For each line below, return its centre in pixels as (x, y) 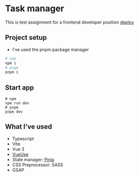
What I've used (29, 127)
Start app (20, 87)
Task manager (35, 9)
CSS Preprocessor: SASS (38, 165)
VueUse (20, 154)
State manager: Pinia (33, 159)
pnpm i (12, 72)
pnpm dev (14, 112)
